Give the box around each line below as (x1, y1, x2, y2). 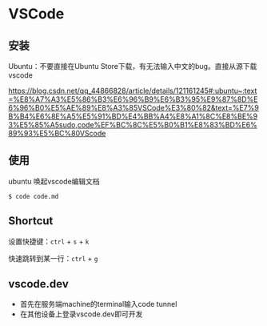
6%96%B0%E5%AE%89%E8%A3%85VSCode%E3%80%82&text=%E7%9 (8, 103, 260, 112)
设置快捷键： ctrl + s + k (8, 236, 90, 246)
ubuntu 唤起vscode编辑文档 (8, 176, 100, 186)
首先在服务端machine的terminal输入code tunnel (19, 300, 177, 309)
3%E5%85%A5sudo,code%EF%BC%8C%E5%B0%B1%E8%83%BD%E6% (8, 120, 257, 129)
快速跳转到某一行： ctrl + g (8, 253, 98, 263)
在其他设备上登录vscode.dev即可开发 (19, 309, 143, 319)
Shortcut (8, 214, 54, 228)
